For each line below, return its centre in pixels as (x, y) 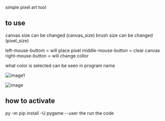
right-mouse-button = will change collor (47, 55)
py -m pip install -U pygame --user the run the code (60, 113)
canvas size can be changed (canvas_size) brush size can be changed (79, 35)
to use (15, 23)
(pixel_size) (17, 40)
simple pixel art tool (26, 7)
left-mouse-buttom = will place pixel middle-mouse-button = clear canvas (83, 50)
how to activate (30, 101)
